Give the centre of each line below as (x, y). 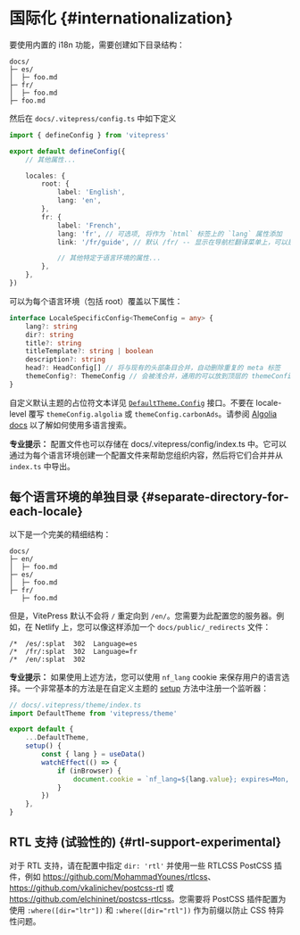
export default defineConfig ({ (67, 151)
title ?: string (54, 343)
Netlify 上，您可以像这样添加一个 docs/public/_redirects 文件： (153, 626)
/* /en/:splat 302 (48, 659)
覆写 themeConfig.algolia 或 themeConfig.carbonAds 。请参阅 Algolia (153, 414)
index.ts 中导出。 (42, 466)
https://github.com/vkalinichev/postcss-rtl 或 (92, 888)
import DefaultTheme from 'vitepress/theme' (93, 713)
